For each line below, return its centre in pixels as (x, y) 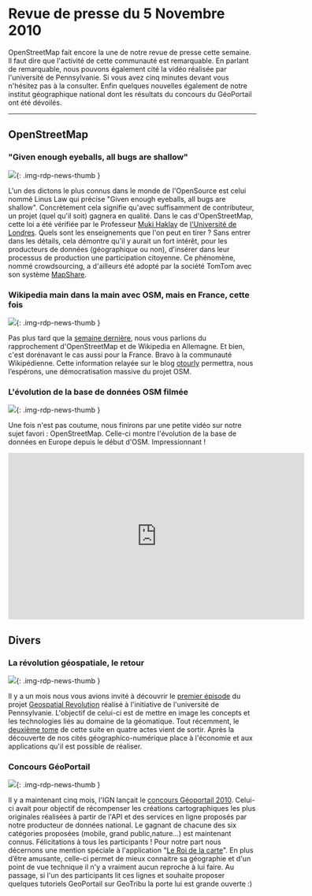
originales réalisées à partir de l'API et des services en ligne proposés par (128, 817)
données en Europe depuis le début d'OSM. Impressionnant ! (107, 442)
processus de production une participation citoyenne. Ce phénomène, (122, 258)
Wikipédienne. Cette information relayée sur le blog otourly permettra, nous (131, 362)
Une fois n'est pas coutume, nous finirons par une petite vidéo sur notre (125, 426)
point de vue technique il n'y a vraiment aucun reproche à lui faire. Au (121, 867)
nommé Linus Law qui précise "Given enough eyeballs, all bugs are (117, 199)
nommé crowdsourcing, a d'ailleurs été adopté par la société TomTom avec (130, 266)
